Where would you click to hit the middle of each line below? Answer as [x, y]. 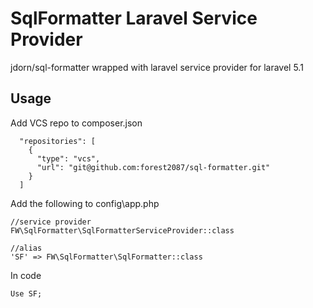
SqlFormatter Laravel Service [134, 18]
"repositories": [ [58, 141]
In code [26, 275]
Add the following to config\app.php [85, 203]
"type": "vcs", [68, 158]
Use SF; [26, 293]
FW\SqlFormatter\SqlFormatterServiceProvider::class [122, 230]
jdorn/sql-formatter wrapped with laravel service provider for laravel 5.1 [157, 67]
